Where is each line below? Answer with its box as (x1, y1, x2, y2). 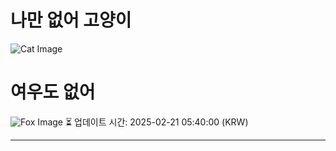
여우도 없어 (10, 81, 96, 104)
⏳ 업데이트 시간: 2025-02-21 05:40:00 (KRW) (64, 116, 249, 128)
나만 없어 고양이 (10, 9, 132, 32)
